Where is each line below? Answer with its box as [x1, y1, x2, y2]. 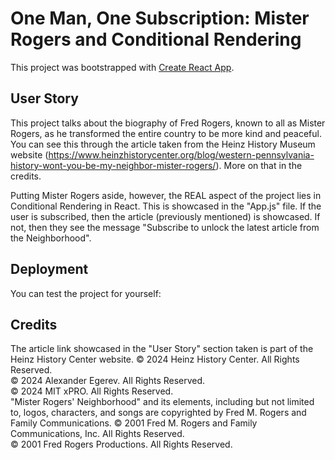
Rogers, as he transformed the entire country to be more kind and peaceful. [10, 127, 322, 139]
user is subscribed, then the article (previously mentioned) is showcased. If [10, 210, 321, 222]
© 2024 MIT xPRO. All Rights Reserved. [10, 385, 174, 397]
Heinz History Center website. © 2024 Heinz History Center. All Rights [10, 353, 300, 366]
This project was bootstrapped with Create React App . [10, 61, 235, 73]
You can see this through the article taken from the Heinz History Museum [10, 138, 316, 150]
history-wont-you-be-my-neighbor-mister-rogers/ [10, 159, 217, 171]
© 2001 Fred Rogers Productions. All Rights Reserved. [10, 438, 233, 451]
